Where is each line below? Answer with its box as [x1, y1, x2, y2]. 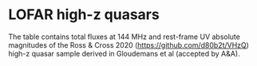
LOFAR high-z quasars [8, 6, 160, 24]
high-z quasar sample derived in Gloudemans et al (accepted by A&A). [8, 49, 241, 58]
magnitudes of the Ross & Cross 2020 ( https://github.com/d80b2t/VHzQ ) [8, 40, 250, 49]
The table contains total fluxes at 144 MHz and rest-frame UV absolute [8, 32, 241, 41]
